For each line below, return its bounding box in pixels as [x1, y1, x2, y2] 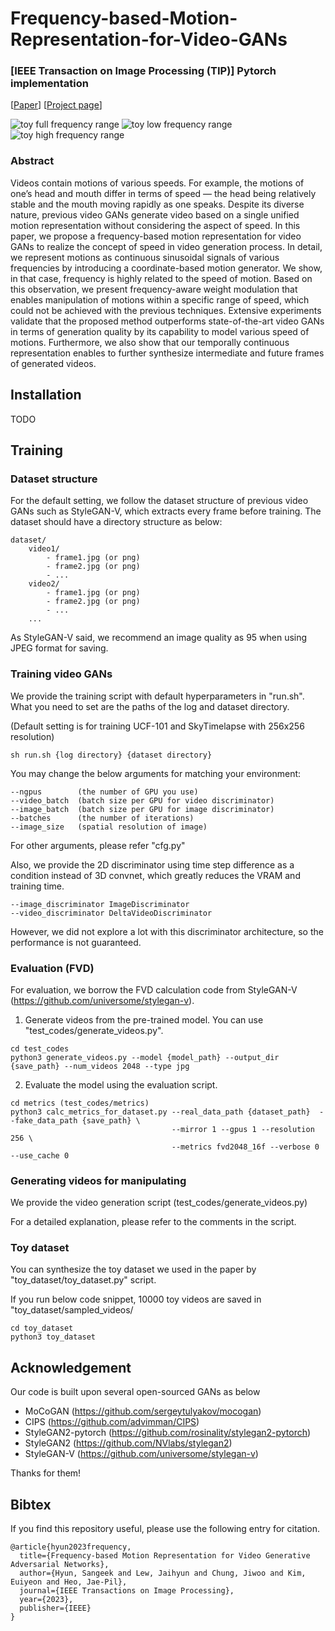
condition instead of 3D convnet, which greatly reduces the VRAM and [10, 869, 301, 881]
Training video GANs [10, 667, 113, 681]
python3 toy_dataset [10, 1332, 97, 1342]
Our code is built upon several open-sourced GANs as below [10, 1386, 261, 1398]
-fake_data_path [10, 1115, 78, 1126]
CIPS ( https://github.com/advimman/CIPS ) [24, 1416, 200, 1428]
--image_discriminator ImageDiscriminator [10, 899, 190, 909]
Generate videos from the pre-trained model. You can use [24, 1013, 264, 1026]
